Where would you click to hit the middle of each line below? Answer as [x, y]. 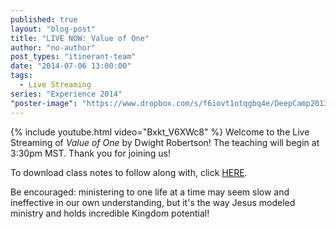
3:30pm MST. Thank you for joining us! [91, 153]
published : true [44, 19]
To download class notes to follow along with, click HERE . [129, 172]
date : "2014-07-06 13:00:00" [71, 66]
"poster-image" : [44, 103]
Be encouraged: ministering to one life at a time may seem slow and [150, 192]
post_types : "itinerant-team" [73, 57]
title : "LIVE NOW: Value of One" [80, 38]
